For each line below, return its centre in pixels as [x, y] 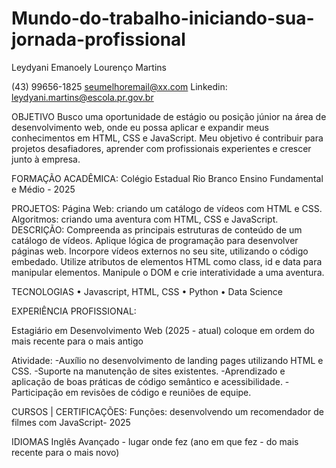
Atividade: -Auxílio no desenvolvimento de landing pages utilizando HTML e [167, 360]
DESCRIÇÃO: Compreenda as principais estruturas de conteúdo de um [157, 229]
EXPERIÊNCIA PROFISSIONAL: [74, 311]
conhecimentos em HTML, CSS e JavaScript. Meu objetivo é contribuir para [167, 138]
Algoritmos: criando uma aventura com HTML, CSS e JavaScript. [145, 219]
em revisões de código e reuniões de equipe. [158, 392]
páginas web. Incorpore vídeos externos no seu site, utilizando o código [160, 251]
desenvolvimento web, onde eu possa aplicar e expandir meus [140, 127]
